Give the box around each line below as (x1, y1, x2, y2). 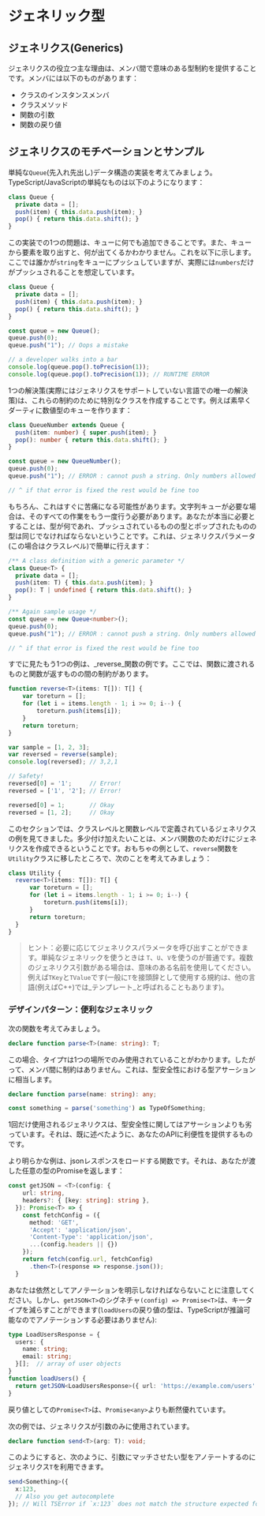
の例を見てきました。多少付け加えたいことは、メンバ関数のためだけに (8, 834, 237, 843)
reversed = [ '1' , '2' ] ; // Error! (8, 786, 122, 794)
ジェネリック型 (8, 7, 106, 25)
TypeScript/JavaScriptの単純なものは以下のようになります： (8, 177, 205, 186)
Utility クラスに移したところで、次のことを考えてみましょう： (8, 854, 212, 863)
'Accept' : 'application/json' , (28, 1225, 132, 1234)
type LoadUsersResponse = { (8, 1330, 101, 1338)
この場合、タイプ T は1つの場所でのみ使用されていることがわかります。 (8, 1055, 235, 1064)
